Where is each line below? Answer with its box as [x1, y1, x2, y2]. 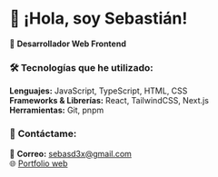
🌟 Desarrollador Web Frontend [9, 38, 127, 49]
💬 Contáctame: [9, 127, 77, 140]
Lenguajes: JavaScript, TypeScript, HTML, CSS [9, 85, 188, 96]
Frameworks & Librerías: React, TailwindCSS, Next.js [9, 95, 209, 106]
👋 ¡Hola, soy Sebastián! [9, 8, 188, 29]
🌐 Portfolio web [9, 158, 68, 169]
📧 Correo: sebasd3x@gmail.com [9, 148, 132, 159]
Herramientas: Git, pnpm [9, 104, 104, 116]
